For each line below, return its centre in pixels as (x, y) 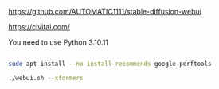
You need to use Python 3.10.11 (59, 42)
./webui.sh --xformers (46, 78)
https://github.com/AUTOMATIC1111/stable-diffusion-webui (105, 12)
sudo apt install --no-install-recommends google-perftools (110, 64)
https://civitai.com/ (39, 27)
